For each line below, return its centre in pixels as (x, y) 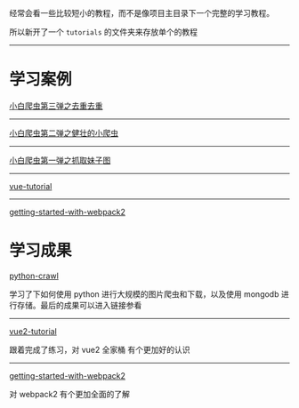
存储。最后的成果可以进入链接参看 (79, 305)
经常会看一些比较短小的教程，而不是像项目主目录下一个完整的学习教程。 (141, 13)
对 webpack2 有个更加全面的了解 (70, 394)
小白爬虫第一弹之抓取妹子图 (60, 160)
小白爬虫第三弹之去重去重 (56, 106)
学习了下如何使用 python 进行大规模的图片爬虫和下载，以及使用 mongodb (144, 294)
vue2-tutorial (33, 331)
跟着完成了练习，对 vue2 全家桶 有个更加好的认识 (100, 349)
